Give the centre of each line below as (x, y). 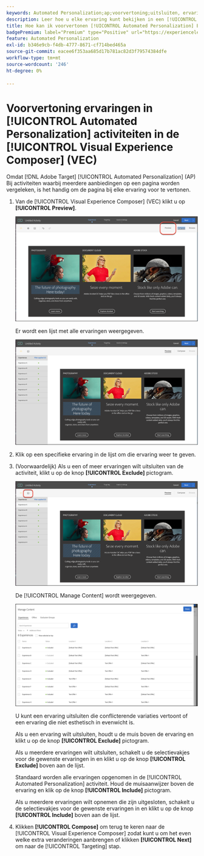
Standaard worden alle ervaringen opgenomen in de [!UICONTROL (98, 777)
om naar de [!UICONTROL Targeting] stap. (68, 846)
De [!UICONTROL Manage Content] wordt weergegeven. (86, 595)
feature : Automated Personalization (53, 39)
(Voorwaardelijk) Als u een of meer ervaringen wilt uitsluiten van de (99, 466)
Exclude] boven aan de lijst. (50, 765)
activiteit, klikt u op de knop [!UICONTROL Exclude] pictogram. (94, 473)
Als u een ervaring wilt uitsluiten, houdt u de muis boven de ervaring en (104, 734)
